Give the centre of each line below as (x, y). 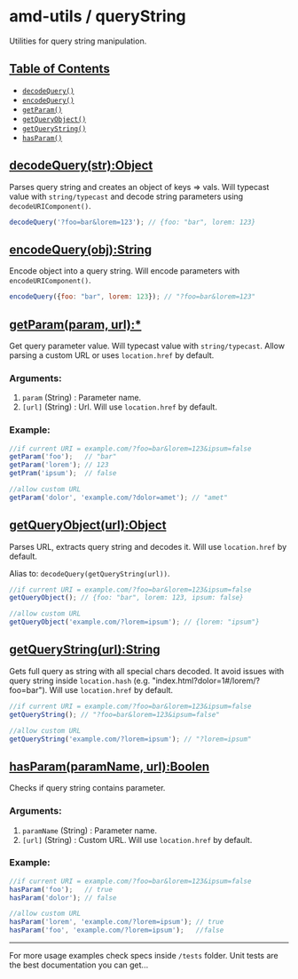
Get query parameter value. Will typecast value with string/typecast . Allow (147, 346)
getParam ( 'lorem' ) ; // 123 (59, 465)
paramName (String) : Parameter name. (90, 830)
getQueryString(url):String (85, 650)
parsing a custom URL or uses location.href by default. (112, 355)
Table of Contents (60, 69)
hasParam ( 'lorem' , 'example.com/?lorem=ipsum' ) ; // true (117, 922)
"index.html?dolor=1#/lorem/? (206, 681)
